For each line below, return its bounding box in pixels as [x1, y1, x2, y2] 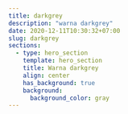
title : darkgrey [8, 11, 63, 20]
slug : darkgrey [8, 34, 60, 43]
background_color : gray [29, 94, 110, 102]
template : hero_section [23, 57, 103, 65]
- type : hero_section [15, 49, 89, 57]
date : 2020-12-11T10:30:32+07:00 [8, 26, 121, 35]
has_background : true [23, 79, 95, 87]
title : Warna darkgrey [23, 64, 99, 72]
